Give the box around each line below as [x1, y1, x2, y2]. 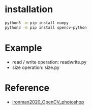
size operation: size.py [12, 64, 59, 70]
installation [5, 4, 53, 15]
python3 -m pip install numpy [5, 20, 69, 25]
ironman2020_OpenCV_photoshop [12, 99, 84, 105]
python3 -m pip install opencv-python [5, 25, 87, 30]
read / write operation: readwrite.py [12, 59, 87, 65]
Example [5, 42, 42, 54]
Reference [5, 82, 49, 93]
